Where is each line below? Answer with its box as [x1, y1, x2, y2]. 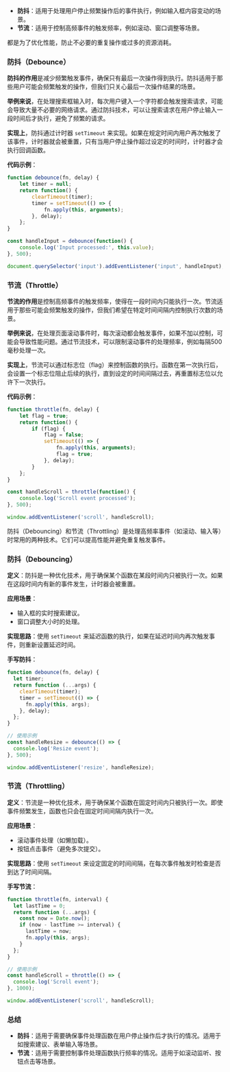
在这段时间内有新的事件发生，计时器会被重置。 [7, 580, 139, 588]
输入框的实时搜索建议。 [16, 609, 84, 617]
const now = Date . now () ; [19, 915, 90, 922]
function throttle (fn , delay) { [7, 406, 99, 413]
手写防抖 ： [7, 655, 38, 664]
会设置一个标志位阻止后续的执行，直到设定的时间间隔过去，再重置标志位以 [7, 369, 217, 377]
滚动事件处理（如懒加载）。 [16, 836, 92, 844]
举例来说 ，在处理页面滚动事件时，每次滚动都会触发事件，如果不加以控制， [7, 329, 217, 337]
